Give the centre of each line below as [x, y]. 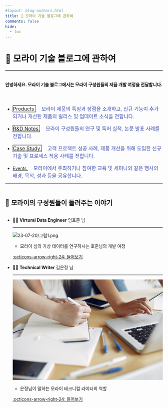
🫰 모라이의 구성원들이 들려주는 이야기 [59, 202]
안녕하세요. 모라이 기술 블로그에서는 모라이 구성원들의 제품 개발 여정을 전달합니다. [84, 84]
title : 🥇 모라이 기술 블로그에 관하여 [39, 16]
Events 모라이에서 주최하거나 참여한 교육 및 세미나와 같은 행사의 [85, 168]
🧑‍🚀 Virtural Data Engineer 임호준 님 [49, 220]
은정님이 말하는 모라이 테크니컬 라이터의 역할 [63, 388]
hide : [11, 27]
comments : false [22, 21]
